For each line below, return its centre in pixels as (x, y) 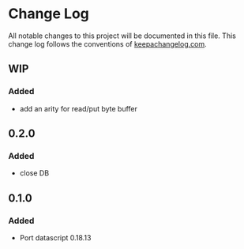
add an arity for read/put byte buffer (79, 108)
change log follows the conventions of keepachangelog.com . (107, 43)
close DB (34, 173)
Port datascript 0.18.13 (55, 238)
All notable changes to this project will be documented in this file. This (122, 36)
